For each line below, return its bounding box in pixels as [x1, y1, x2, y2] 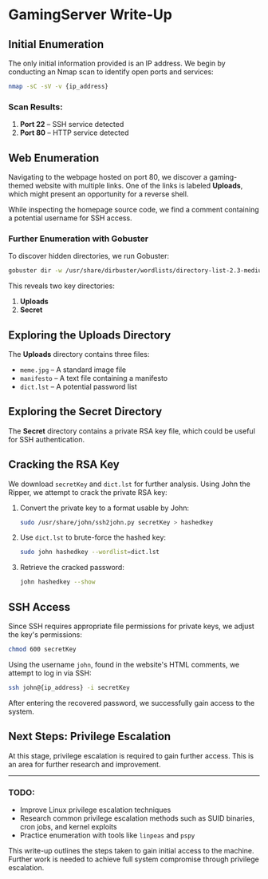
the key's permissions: [8, 630, 82, 639]
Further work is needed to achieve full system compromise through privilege [8, 854, 259, 864]
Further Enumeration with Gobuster [8, 233, 149, 244]
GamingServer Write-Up [8, 6, 173, 24]
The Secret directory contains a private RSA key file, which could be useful [8, 426, 255, 436]
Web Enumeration [8, 151, 100, 164]
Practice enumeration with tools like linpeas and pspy [19, 830, 195, 840]
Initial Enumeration [8, 38, 104, 51]
